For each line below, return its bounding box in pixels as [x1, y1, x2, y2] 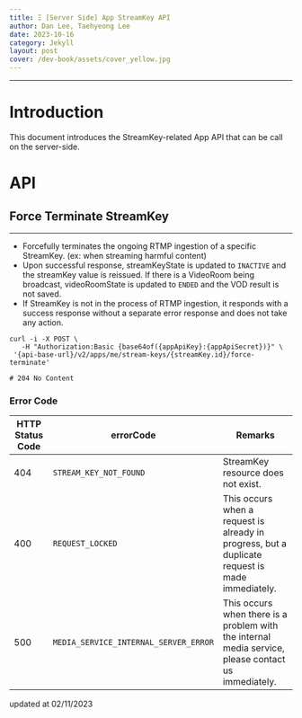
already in [222, 527, 265, 539]
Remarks [235, 429, 276, 441]
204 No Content [17, 374, 75, 383]
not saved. [22, 288, 62, 299]
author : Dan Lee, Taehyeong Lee [9, 22, 130, 31]
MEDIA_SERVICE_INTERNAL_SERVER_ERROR [52, 637, 214, 648]
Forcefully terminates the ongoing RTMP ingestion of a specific [22, 240, 257, 252]
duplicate [222, 549, 262, 562]
